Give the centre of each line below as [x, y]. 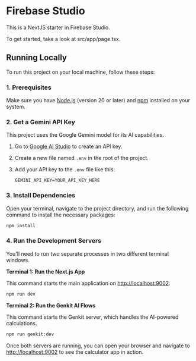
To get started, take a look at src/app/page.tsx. [63, 39]
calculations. [22, 323]
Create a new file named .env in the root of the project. [82, 158]
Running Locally [36, 58]
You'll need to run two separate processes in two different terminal [87, 253]
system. [16, 107]
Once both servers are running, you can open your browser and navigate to [98, 346]
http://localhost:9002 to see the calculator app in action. [75, 351]
